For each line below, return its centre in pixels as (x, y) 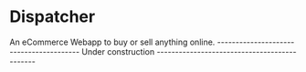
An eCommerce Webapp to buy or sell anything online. (112, 42)
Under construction (118, 51)
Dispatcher (53, 17)
